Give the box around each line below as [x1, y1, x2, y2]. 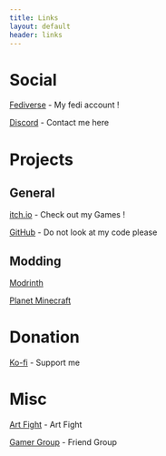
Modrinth [9, 278, 44, 289]
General [9, 185, 56, 200]
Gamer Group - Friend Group [9, 437, 118, 447]
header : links [9, 30, 63, 39]
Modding [9, 253, 62, 269]
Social [9, 69, 57, 90]
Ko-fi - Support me [9, 357, 80, 369]
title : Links [9, 13, 59, 23]
